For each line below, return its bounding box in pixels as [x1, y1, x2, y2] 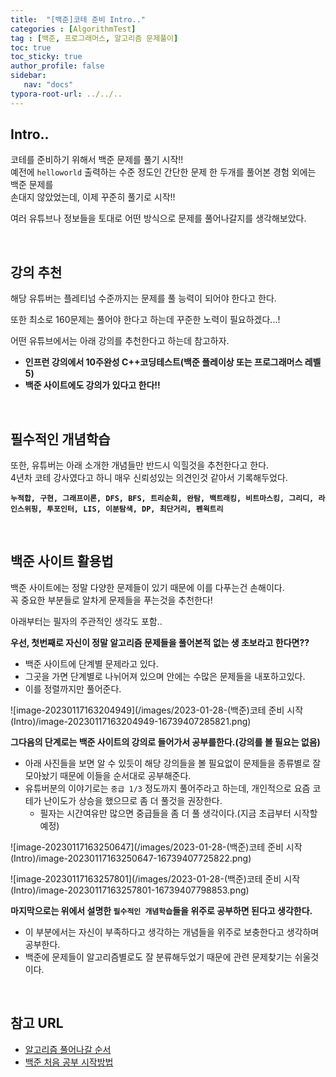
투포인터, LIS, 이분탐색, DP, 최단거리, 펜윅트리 [46, 504, 224, 515]
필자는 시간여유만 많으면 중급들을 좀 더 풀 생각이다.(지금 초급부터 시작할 [39, 807, 318, 819]
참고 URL [10, 1015, 64, 1032]
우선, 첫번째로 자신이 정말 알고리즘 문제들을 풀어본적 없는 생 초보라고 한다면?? [10, 636, 310, 648]
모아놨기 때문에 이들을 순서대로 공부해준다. [24, 769, 192, 781]
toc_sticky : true [10, 52, 83, 62]
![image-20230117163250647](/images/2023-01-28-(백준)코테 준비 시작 [10, 841, 303, 853]
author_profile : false [10, 61, 105, 71]
